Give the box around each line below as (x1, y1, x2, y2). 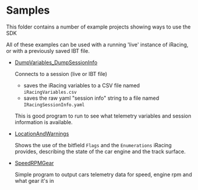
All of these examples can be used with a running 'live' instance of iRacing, (6, 41, 189, 48)
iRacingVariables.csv (23, 89, 77, 95)
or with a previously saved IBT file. (6, 47, 90, 54)
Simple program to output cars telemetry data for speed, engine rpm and (14, 170, 192, 178)
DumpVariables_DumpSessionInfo (14, 59, 98, 66)
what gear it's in (14, 177, 54, 184)
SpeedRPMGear (14, 159, 54, 166)
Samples (6, 4, 50, 17)
